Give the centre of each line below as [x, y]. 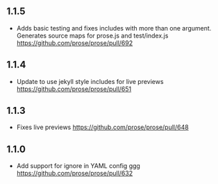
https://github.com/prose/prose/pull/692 [75, 43]
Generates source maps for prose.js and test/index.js [92, 35]
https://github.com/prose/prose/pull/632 [75, 174]
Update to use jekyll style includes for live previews [90, 81]
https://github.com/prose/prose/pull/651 [74, 89]
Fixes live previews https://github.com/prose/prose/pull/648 [102, 127]
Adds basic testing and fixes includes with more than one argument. [114, 28]
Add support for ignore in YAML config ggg [78, 166]
